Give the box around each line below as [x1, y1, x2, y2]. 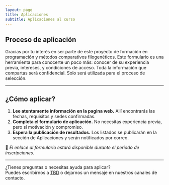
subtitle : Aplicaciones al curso [5, 17, 75, 22]
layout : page [5, 7, 33, 13]
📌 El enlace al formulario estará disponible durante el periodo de [5, 144, 139, 150]
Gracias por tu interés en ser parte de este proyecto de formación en [5, 49, 148, 55]
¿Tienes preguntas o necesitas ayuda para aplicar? [5, 164, 111, 170]
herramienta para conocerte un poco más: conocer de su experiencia [5, 59, 149, 65]
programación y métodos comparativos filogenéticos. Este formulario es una [5, 54, 164, 60]
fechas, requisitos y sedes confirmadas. [12, 114, 96, 119]
